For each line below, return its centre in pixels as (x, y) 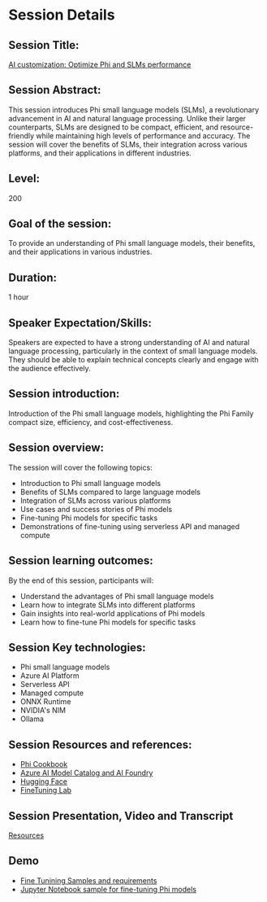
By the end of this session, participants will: (81, 580)
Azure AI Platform (50, 676)
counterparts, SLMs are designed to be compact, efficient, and (114, 127)
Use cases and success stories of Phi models (96, 509)
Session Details (62, 15)
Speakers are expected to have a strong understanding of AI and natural (129, 343)
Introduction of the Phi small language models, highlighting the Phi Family (131, 414)
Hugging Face (43, 782)
